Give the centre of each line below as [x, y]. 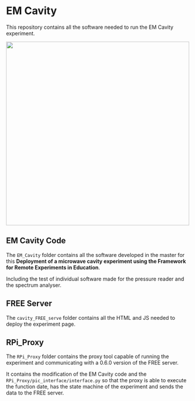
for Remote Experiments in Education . [53, 267]
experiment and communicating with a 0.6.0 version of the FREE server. [92, 363]
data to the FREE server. [35, 393]
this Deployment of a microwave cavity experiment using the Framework [96, 261]
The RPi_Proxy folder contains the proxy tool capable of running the [88, 356]
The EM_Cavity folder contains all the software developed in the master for [95, 255]
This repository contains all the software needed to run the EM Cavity [90, 27]
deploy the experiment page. [41, 324]
